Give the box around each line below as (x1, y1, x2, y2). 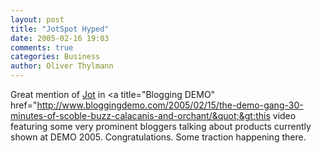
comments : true (10, 42, 74, 53)
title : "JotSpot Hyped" (10, 24, 110, 34)
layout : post (10, 14, 65, 25)
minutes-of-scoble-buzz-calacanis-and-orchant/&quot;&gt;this (10, 110, 271, 121)
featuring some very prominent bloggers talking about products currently (10, 121, 312, 132)
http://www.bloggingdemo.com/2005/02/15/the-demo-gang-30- (36, 99, 304, 111)
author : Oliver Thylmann (10, 61, 114, 71)
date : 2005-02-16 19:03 (10, 33, 110, 43)
